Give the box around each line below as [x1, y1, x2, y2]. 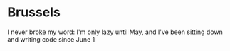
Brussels [7, 4, 61, 21]
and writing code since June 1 [7, 35, 95, 43]
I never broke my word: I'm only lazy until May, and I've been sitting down [7, 28, 223, 36]
